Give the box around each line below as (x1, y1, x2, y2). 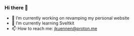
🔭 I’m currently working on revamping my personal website (11, 15, 130, 21)
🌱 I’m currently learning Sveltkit (11, 20, 75, 26)
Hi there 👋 (4, 4, 29, 11)
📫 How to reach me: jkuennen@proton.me (11, 26, 98, 32)
